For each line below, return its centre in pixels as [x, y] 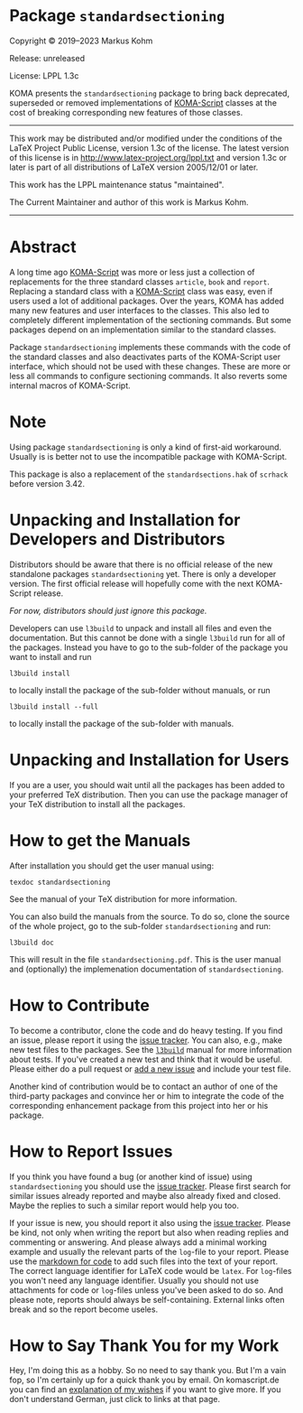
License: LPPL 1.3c [44, 75]
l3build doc [32, 943]
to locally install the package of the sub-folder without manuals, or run [140, 690]
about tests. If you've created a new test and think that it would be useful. [146, 1059]
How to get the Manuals [100, 840]
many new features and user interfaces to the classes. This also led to [139, 310]
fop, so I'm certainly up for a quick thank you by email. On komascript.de [144, 1380]
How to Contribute [80, 1005]
